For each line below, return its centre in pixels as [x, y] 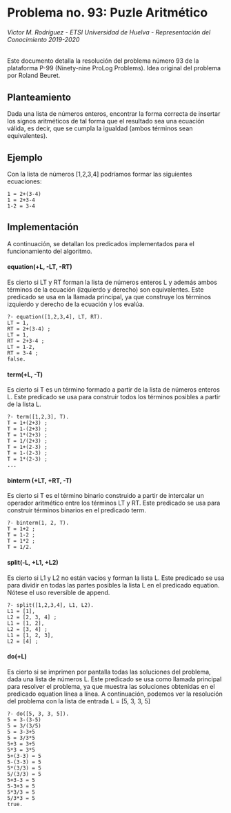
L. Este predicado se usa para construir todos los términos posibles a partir [114, 397]
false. [17, 359]
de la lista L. [24, 404]
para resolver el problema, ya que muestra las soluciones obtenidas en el [111, 686]
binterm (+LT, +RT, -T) [40, 480]
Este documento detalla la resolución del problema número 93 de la [103, 61]
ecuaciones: [24, 181]
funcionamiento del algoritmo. [50, 251]
